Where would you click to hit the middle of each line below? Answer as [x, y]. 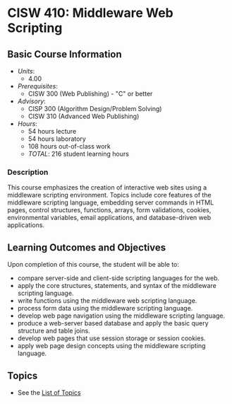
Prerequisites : [37, 86]
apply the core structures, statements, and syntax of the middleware [117, 286]
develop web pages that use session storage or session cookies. [111, 338]
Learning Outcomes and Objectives [87, 247]
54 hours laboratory [57, 139]
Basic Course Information [65, 54]
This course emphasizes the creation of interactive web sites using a [107, 187]
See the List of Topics [49, 392]
